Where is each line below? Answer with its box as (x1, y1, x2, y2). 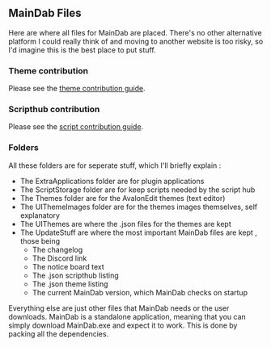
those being (19, 236, 61, 245)
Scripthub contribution (8, 104, 100, 115)
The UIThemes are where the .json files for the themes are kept (19, 219, 232, 228)
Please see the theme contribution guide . (8, 84, 146, 94)
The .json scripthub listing (32, 270, 119, 280)
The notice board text (32, 261, 105, 271)
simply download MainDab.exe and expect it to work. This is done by (8, 320, 238, 330)
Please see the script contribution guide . (8, 122, 144, 132)
